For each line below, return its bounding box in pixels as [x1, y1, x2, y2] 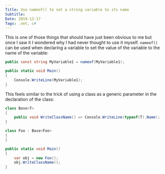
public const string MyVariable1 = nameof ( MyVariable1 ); [5, 59, 125, 64]
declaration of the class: [5, 96, 54, 102]
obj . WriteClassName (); [14, 160, 61, 165]
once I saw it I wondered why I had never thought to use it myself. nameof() [5, 40, 158, 46]
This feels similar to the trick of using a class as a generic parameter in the [5, 91, 157, 97]
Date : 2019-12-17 [5, 16, 41, 21]
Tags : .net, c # [5, 21, 37, 26]
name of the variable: [5, 50, 48, 56]
